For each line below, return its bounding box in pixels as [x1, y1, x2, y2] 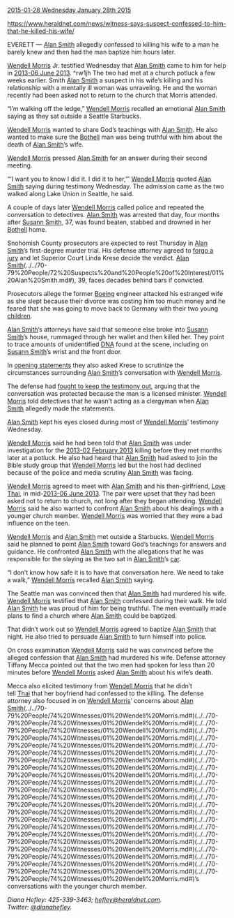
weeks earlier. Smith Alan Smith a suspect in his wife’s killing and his [7, 76, 203, 84]
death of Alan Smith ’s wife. [7, 140, 84, 149]
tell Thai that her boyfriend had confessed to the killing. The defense [7, 689, 204, 697]
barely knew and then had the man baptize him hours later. [7, 48, 176, 56]
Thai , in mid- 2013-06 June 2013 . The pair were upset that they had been [7, 489, 216, 498]
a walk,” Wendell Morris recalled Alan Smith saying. [7, 576, 155, 584]
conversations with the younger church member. [7, 882, 147, 890]
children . [7, 312, 33, 320]
